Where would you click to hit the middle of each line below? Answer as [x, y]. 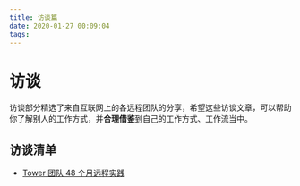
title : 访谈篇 [34, 17]
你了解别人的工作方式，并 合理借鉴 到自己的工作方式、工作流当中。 [131, 119]
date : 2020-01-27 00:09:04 [60, 26]
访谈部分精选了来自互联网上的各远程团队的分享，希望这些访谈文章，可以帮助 [150, 107]
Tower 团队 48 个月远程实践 [73, 173]
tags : [19, 34]
